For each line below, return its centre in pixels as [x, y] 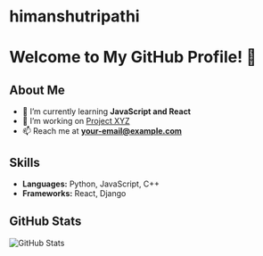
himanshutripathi [74, 17]
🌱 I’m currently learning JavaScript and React [107, 111]
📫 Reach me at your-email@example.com [102, 131]
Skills [25, 162]
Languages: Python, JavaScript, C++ [91, 184]
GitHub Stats [45, 222]
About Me [37, 90]
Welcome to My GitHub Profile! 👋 [133, 58]
